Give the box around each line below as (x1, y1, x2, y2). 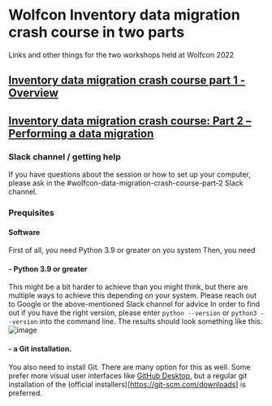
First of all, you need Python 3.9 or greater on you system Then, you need (8, 246, 256, 255)
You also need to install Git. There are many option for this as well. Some (8, 362, 251, 372)
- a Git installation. (8, 343, 72, 353)
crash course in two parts (8, 23, 185, 41)
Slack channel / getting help (8, 151, 121, 162)
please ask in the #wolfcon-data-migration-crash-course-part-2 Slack (8, 178, 244, 188)
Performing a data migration (8, 126, 154, 140)
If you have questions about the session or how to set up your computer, (8, 169, 252, 180)
